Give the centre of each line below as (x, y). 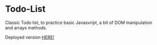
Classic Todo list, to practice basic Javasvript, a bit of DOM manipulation (79, 22)
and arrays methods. (26, 27)
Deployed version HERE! (30, 37)
